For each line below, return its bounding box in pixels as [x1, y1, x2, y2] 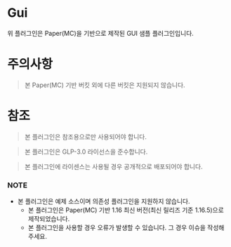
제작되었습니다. [27, 215, 70, 223]
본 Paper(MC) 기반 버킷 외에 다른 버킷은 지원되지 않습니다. [24, 81, 185, 89]
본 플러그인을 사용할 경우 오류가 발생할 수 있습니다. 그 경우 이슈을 [27, 223, 206, 232]
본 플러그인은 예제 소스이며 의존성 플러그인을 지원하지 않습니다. [17, 197, 191, 206]
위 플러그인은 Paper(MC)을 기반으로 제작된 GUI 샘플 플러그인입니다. [7, 29, 194, 37]
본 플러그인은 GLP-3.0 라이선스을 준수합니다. [24, 147, 148, 156]
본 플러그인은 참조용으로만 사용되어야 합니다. [24, 132, 147, 141]
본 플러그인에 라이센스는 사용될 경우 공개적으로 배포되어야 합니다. [24, 162, 203, 171]
